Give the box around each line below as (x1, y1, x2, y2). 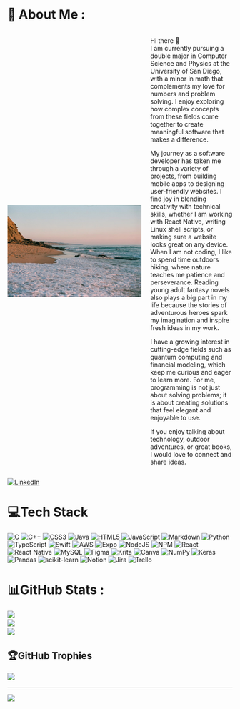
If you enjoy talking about (150, 427, 225, 435)
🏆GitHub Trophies (7, 650, 93, 662)
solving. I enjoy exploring (150, 96, 224, 106)
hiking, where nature (150, 262, 211, 271)
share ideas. (150, 457, 187, 466)
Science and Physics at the (150, 59, 230, 67)
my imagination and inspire (150, 316, 230, 324)
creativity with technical (150, 202, 221, 210)
